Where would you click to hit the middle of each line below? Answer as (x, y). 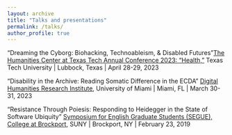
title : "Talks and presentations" (57, 20)
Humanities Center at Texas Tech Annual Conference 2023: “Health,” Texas (115, 61)
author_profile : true (39, 33)
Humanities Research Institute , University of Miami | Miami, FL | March (108, 88)
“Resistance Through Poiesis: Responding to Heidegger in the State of (108, 109)
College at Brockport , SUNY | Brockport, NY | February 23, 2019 (99, 124)
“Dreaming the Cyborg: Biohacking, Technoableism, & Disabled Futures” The (116, 53)
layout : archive (31, 14)
